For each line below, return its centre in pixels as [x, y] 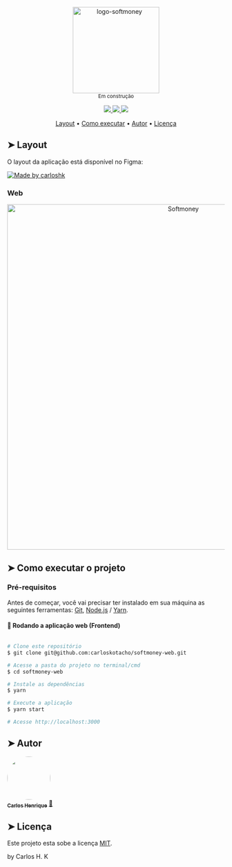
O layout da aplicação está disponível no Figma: [75, 162]
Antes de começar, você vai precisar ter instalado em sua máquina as [106, 602]
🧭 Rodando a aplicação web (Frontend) [64, 626]
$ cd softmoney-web [35, 671]
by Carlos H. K [28, 857]
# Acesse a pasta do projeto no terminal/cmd [74, 665]
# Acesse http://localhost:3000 [54, 722]
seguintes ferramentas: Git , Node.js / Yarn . [68, 610]
